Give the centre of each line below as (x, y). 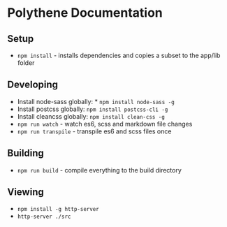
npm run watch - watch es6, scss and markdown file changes (105, 124)
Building (25, 153)
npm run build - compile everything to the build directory (99, 170)
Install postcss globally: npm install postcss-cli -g (93, 109)
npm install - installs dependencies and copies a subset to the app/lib (119, 55)
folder (26, 63)
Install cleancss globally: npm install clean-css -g (91, 116)
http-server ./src (44, 217)
